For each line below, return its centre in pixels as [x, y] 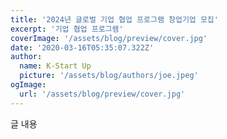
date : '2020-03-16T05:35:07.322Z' [82, 47]
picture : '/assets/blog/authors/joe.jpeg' [109, 76]
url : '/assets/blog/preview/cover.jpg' [102, 94]
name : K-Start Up [55, 66]
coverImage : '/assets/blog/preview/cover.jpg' [109, 38]
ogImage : [28, 85]
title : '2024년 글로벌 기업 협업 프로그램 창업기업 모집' [114, 19]
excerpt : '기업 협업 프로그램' [67, 29]
